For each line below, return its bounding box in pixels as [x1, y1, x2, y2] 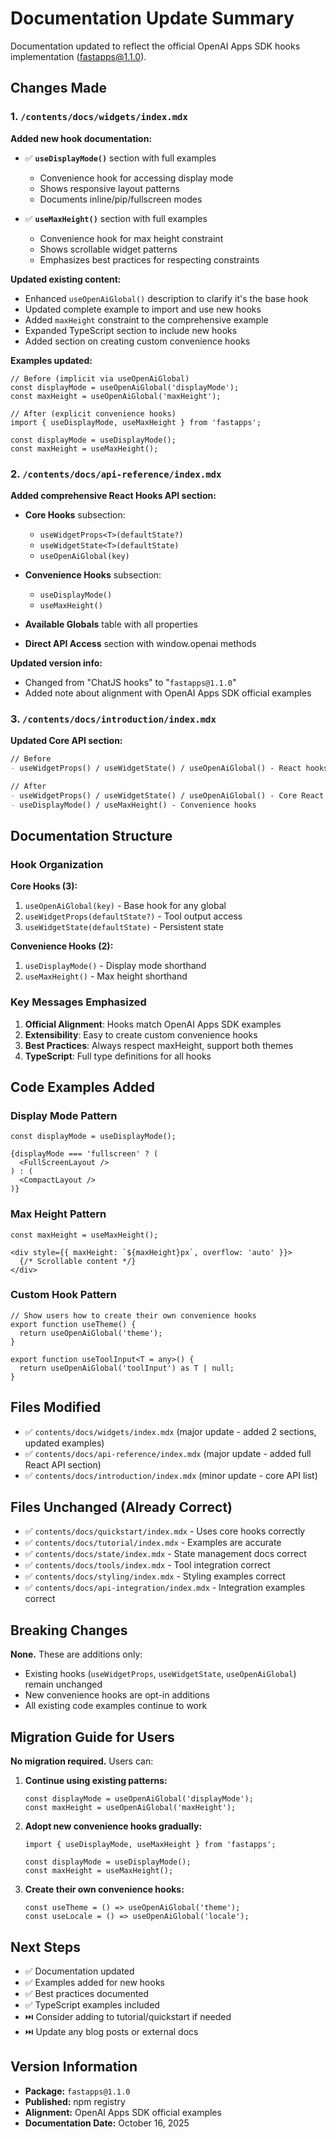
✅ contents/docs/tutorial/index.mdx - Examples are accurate [24, 1537, 282, 1549]
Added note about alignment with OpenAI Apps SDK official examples [24, 687, 312, 699]
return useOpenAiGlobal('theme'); [19, 1328, 163, 1338]
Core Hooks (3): [10, 880, 78, 892]
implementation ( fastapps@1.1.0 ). [10, 50, 147, 62]
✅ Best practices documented [24, 1987, 150, 1999]
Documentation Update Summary [10, 7, 295, 30]
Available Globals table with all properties [24, 618, 198, 630]
